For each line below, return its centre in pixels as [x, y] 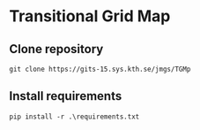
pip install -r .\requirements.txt [74, 117]
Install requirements [66, 96]
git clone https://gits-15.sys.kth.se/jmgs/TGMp [100, 69]
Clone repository [56, 49]
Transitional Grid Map [90, 16]
